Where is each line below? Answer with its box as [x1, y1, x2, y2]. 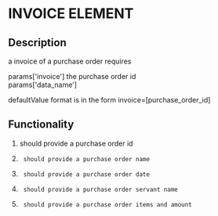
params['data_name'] [8, 80, 77, 89]
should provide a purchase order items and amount [23, 200, 192, 208]
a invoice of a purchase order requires [8, 56, 132, 66]
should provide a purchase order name [23, 155, 151, 163]
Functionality [8, 118, 74, 131]
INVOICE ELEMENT [8, 5, 134, 23]
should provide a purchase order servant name [23, 185, 178, 193]
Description [8, 36, 67, 49]
